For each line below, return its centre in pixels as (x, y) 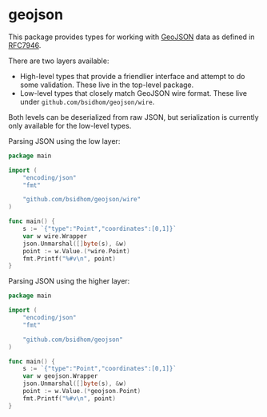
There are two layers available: (59, 61)
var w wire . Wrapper (55, 236)
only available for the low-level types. (70, 125)
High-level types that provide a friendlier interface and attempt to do (132, 76)
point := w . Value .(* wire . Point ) (76, 251)
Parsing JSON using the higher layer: (69, 281)
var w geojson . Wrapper (60, 376)
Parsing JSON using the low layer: (64, 141)
